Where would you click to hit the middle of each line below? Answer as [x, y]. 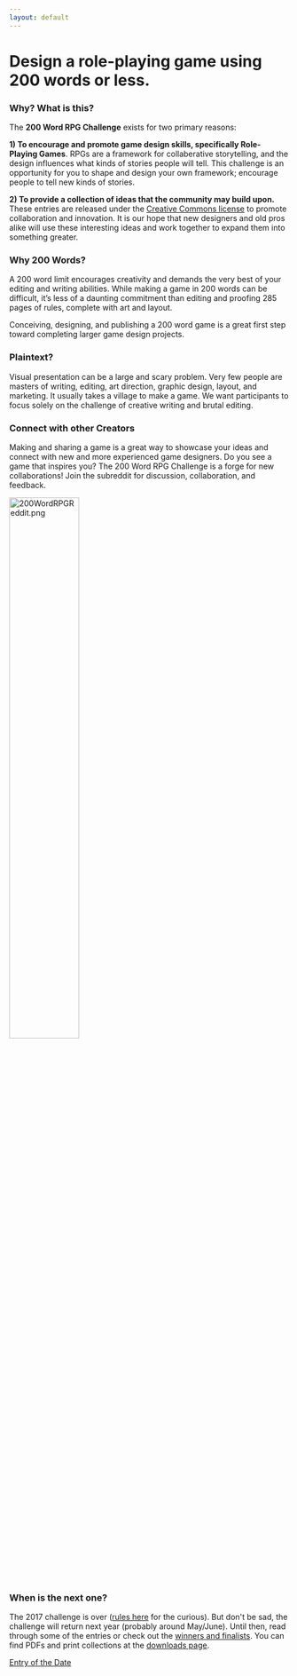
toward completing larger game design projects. [97, 335]
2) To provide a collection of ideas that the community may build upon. [142, 200]
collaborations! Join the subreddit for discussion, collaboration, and [132, 475]
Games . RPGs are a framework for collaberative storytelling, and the [164, 154]
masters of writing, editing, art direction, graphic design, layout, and [133, 386]
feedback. [27, 485]
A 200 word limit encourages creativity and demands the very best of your [145, 280]
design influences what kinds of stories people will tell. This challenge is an [147, 163]
